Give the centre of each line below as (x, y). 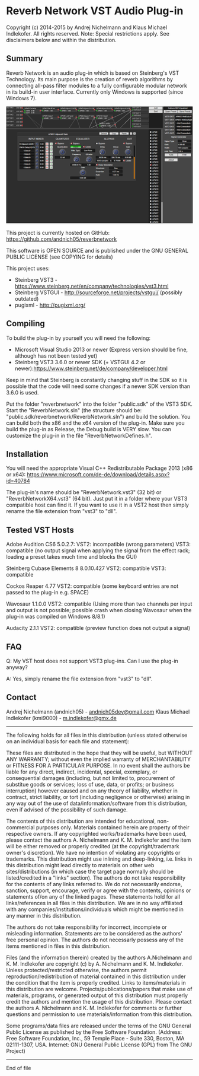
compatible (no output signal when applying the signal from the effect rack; (98, 550)
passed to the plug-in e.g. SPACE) (48, 593)
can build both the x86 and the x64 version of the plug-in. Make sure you (95, 423)
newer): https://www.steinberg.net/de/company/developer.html (91, 368)
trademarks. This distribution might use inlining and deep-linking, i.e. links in (99, 859)
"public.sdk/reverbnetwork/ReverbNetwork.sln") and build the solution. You (98, 416)
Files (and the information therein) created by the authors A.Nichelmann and (99, 957)
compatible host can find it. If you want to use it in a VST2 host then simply (98, 505)
